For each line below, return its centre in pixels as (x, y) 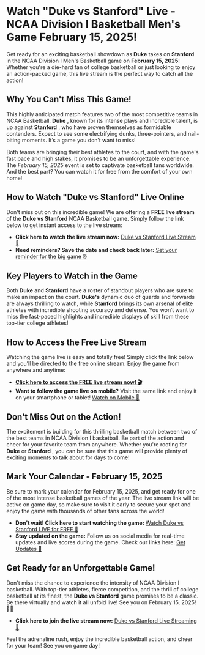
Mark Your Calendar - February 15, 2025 (84, 477)
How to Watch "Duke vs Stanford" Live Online (95, 197)
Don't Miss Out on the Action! (64, 417)
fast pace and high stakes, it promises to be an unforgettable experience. (99, 158)
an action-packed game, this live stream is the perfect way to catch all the (100, 73)
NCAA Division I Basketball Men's (93, 24)
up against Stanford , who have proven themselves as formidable (89, 127)
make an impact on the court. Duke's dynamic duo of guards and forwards (100, 297)
